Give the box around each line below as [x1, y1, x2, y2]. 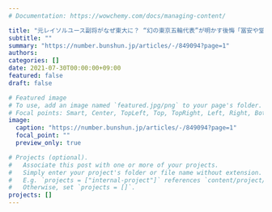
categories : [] [8, 57, 60, 65]
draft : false [8, 78, 53, 87]
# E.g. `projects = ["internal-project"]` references [8, 176, 201, 184]
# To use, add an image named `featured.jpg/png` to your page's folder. [8, 101, 263, 109]
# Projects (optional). [8, 153, 89, 162]
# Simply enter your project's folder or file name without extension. [8, 168, 263, 176]
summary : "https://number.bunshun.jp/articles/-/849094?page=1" [8, 41, 230, 49]
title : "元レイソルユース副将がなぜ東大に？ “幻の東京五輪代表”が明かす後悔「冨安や [8, 26, 259, 35]
